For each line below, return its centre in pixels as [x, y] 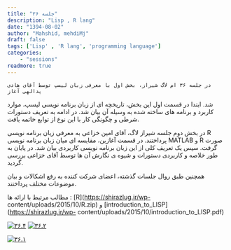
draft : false [26, 40]
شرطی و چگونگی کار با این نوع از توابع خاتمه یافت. [73, 119]
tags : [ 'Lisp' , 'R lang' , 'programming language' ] [84, 46]
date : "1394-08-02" [36, 27]
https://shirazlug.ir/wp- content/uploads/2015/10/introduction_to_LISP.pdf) [117, 211]
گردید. [15, 162]
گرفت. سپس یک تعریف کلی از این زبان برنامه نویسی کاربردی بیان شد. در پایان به [112, 147]
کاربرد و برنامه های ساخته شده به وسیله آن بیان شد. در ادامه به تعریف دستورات [111, 111]
